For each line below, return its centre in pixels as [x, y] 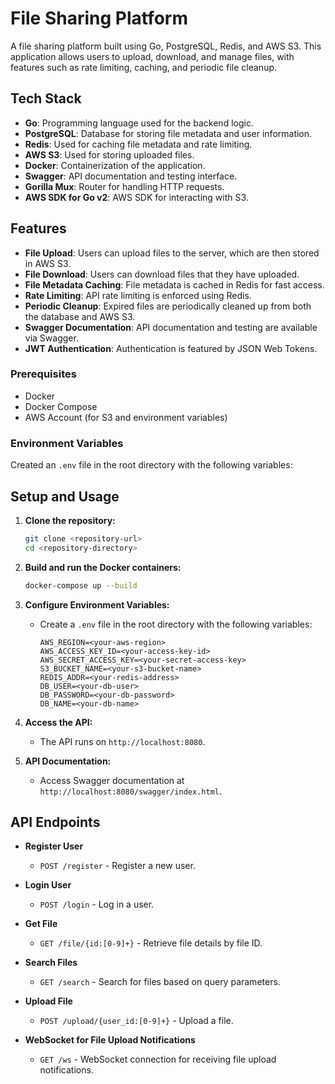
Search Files [51, 963]
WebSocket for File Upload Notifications [110, 1040]
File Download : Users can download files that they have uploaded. [162, 274]
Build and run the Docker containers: [103, 567]
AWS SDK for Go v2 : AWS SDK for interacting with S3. [136, 197]
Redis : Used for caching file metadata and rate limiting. [138, 144]
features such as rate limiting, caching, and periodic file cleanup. [144, 67]
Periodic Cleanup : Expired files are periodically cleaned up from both [168, 306]
